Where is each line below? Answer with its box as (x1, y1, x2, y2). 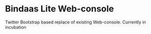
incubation (5, 24, 27, 30)
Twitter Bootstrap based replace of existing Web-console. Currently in (5, 19, 146, 25)
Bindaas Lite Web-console (5, 3, 114, 14)
